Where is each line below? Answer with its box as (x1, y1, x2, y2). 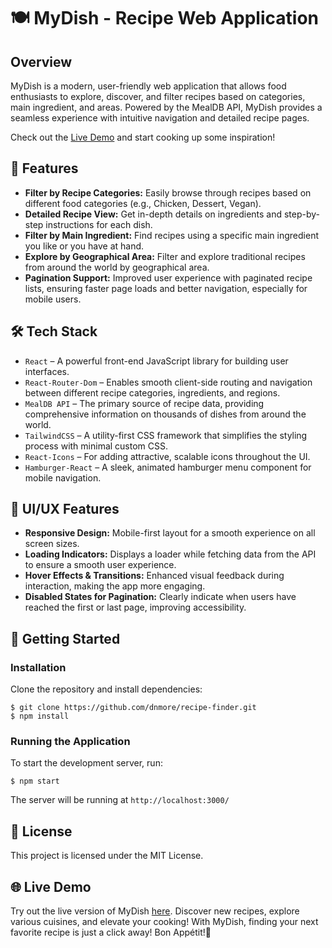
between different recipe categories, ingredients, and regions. (24, 386, 281, 399)
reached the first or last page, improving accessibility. (24, 601, 247, 614)
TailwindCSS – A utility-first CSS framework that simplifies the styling (24, 429, 308, 441)
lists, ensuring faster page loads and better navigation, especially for (24, 282, 308, 294)
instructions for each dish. (45, 218, 153, 230)
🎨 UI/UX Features (10, 501, 120, 518)
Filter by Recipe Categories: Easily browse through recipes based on (24, 186, 312, 199)
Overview (10, 53, 73, 70)
